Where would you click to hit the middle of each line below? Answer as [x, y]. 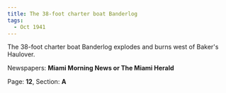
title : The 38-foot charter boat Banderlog [73, 14]
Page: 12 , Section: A [37, 82]
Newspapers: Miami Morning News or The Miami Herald [91, 68]
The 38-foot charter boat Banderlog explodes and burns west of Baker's [113, 47]
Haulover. [21, 54]
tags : [15, 20]
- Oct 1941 [30, 27]
